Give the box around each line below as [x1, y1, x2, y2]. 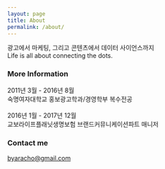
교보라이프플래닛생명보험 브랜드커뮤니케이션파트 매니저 [7, 120, 159, 128]
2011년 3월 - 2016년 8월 [7, 86, 75, 94]
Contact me [7, 138, 49, 148]
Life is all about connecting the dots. [7, 51, 113, 60]
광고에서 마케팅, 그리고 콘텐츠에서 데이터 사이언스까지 [7, 44, 154, 52]
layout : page [7, 10, 46, 18]
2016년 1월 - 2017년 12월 [7, 111, 77, 120]
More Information [7, 69, 68, 79]
